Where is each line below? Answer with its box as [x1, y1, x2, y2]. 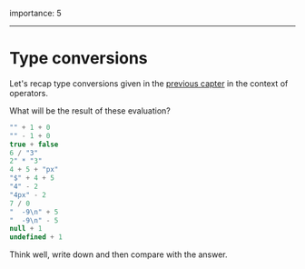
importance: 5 [9, 8, 62, 18]
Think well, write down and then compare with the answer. [9, 249, 229, 260]
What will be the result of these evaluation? [9, 105, 171, 116]
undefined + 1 [9, 233, 64, 242]
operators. [9, 87, 48, 98]
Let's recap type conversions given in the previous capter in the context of [9, 77, 289, 89]
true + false [9, 140, 59, 149]
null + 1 [9, 224, 43, 234]
